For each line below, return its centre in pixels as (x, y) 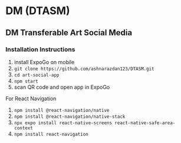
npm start (26, 81)
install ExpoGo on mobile (44, 62)
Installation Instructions (40, 49)
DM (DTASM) (38, 11)
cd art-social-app (37, 75)
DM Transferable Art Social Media (69, 33)
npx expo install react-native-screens (63, 123)
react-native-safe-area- (145, 123)
